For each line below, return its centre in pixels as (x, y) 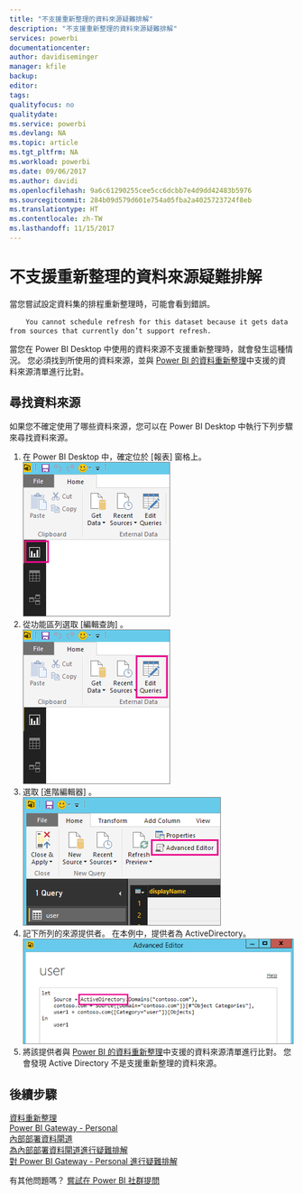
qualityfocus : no (42, 105)
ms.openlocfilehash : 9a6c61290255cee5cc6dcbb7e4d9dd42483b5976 (131, 190)
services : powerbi (44, 38)
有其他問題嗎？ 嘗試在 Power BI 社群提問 (85, 1180)
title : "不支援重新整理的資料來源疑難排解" (81, 19)
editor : (24, 86)
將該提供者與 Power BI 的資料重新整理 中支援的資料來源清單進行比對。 (152, 1052)
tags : (19, 95)
